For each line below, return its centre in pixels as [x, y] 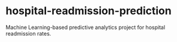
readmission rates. [28, 33]
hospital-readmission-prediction [89, 11]
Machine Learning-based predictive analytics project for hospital [86, 27]
